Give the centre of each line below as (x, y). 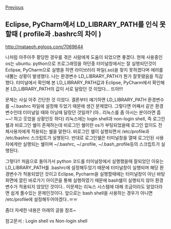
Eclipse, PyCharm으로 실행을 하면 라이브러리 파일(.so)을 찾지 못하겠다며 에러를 (84, 70)
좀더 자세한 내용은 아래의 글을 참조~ (41, 210)
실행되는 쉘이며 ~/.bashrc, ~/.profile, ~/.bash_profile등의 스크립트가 (91, 144)
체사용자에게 (18, 131)
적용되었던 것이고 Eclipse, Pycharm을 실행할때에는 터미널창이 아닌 (89, 174)
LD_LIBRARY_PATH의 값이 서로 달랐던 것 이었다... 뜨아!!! (67, 89)
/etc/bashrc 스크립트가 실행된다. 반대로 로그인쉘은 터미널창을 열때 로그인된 (80, 138)
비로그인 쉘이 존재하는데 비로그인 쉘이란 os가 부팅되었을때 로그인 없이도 (86, 125)
